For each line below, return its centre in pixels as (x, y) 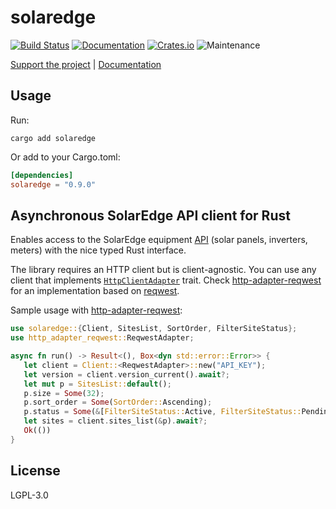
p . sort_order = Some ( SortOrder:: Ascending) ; (118, 402)
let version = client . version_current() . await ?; (126, 374)
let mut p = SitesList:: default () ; (97, 384)
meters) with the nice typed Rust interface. (98, 250)
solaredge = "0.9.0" (53, 184)
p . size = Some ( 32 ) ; (64, 393)
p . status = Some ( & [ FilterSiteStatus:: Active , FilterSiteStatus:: (162, 412)
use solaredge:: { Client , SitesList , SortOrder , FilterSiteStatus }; (154, 329)
